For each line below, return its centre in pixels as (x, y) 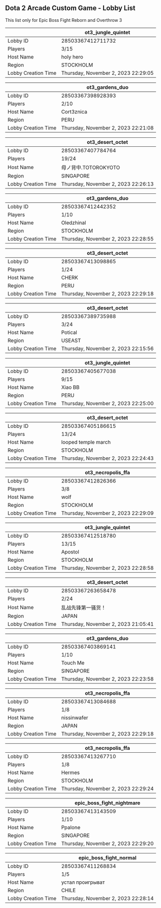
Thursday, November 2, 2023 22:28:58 (107, 568)
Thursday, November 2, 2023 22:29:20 (107, 844)
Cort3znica (74, 112)
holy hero (72, 57)
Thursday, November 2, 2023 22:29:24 (107, 788)
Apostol (70, 551)
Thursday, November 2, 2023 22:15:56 (107, 348)
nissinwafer (75, 718)
